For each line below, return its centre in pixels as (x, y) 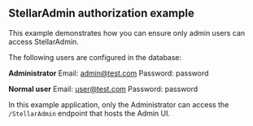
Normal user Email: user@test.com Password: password (103, 89)
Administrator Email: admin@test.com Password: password (109, 73)
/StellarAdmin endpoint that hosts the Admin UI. (89, 113)
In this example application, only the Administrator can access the (119, 104)
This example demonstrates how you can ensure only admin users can (127, 33)
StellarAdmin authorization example (102, 13)
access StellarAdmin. (44, 41)
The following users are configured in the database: (95, 57)
